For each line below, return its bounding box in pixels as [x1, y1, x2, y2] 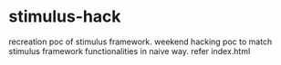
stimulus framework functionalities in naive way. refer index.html [8, 45, 251, 56]
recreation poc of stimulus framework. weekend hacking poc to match [8, 36, 273, 47]
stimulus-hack [8, 6, 121, 27]
